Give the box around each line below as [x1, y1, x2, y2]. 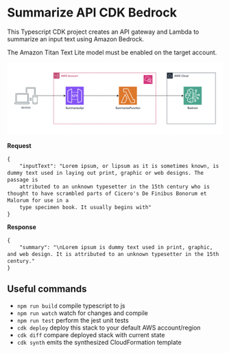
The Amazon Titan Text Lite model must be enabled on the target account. [7, 48, 217, 56]
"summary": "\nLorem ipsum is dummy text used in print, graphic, [19, 244, 213, 250]
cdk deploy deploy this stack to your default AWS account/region [16, 323, 201, 332]
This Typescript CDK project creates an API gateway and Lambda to [7, 28, 200, 36]
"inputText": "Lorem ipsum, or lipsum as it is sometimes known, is [19, 162, 219, 169]
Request [7, 141, 32, 149]
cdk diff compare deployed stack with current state [16, 330, 165, 339]
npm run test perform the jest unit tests [16, 316, 129, 324]
